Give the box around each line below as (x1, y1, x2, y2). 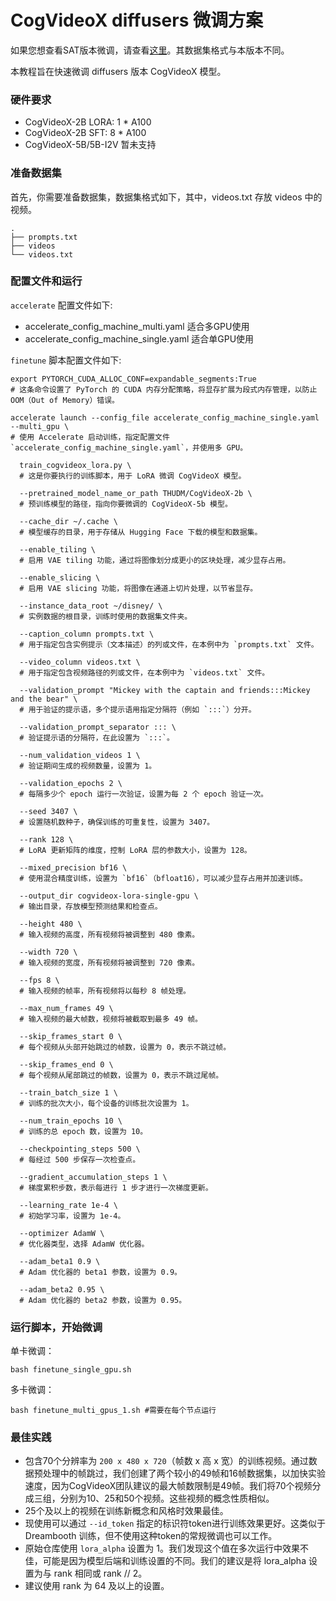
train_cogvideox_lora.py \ (19, 460, 132, 470)
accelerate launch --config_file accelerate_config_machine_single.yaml (10, 412, 320, 423)
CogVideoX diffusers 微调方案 (10, 9, 263, 32)
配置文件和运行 (10, 274, 83, 288)
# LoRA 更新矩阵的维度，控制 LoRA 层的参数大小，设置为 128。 (19, 845, 252, 855)
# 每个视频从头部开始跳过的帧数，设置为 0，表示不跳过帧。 (19, 1042, 232, 1052)
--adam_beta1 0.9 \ (19, 1256, 101, 1266)
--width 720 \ (19, 947, 78, 957)
